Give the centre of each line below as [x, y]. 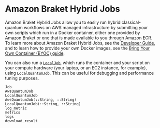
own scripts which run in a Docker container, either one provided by [73, 32]
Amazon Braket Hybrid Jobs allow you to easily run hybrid [63, 22]
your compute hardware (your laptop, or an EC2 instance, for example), [76, 68]
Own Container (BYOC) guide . [35, 53]
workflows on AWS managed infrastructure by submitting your [86, 27]
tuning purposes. [22, 78]
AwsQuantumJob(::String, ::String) [41, 100]
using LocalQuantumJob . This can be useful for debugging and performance [80, 73]
